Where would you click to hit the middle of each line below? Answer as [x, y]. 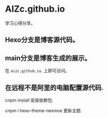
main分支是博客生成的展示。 [48, 58]
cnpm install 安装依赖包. [29, 100]
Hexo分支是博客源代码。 [42, 40]
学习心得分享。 [20, 23]
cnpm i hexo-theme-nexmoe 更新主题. [43, 110]
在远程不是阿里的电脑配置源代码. [54, 88]
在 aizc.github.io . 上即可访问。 [37, 71]
